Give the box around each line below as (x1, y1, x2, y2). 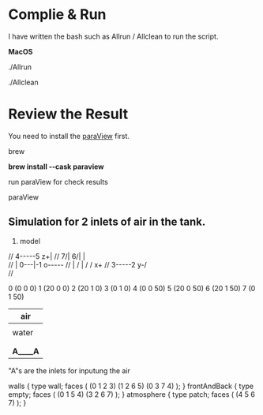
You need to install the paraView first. (8, 131, 130, 140)
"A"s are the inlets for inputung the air (8, 365, 130, 376)
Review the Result (8, 105, 129, 123)
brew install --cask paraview (8, 162, 104, 171)
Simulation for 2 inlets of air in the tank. (8, 215, 206, 229)
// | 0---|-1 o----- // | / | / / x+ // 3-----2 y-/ (8, 260, 148, 269)
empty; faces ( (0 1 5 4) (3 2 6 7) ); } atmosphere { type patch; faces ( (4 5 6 (8, 389, 255, 399)
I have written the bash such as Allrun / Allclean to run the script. (8, 32, 219, 41)
